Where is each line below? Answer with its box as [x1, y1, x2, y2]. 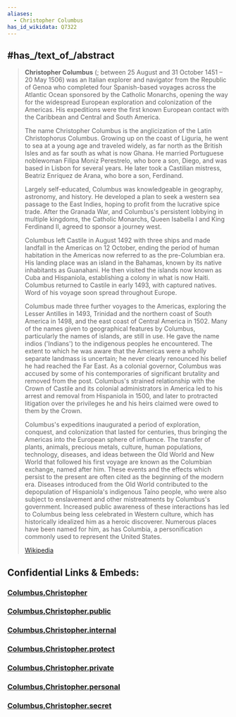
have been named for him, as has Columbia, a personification [24, 525, 203, 533]
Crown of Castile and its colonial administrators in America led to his [24, 384, 223, 393]
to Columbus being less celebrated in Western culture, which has [24, 510, 214, 519]
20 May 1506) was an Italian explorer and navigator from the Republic [24, 75, 227, 84]
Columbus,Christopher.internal [7, 626, 117, 635]
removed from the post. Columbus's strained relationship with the [24, 377, 216, 386]
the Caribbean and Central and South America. [24, 113, 161, 122]
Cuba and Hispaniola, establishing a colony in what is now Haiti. [24, 274, 210, 282]
